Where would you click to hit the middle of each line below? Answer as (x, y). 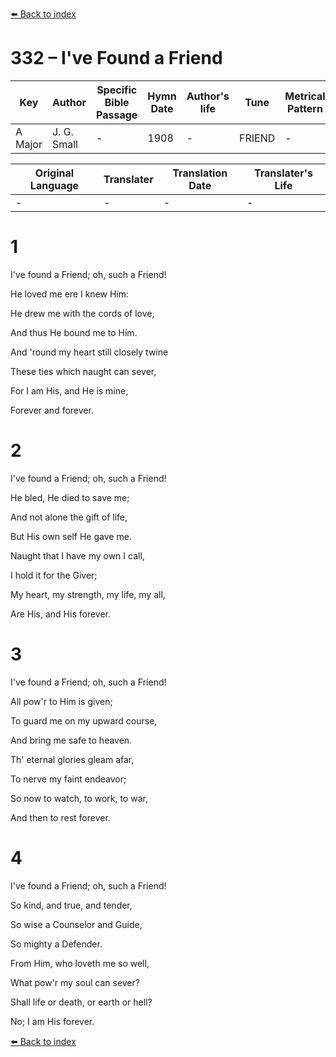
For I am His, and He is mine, (69, 390)
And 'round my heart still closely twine (89, 352)
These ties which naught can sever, (83, 371)
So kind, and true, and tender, (71, 905)
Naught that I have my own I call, (77, 555)
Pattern (304, 108)
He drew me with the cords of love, (82, 313)
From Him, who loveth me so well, (80, 963)
